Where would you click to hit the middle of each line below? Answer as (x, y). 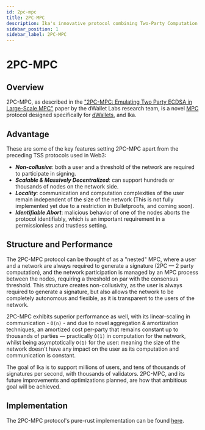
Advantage (28, 134)
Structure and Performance (59, 245)
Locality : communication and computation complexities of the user (100, 193)
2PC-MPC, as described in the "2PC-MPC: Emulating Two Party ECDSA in (99, 102)
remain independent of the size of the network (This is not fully (94, 199)
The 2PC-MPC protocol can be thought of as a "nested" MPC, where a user (101, 259)
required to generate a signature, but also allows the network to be (90, 292)
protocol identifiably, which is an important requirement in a (90, 219)
